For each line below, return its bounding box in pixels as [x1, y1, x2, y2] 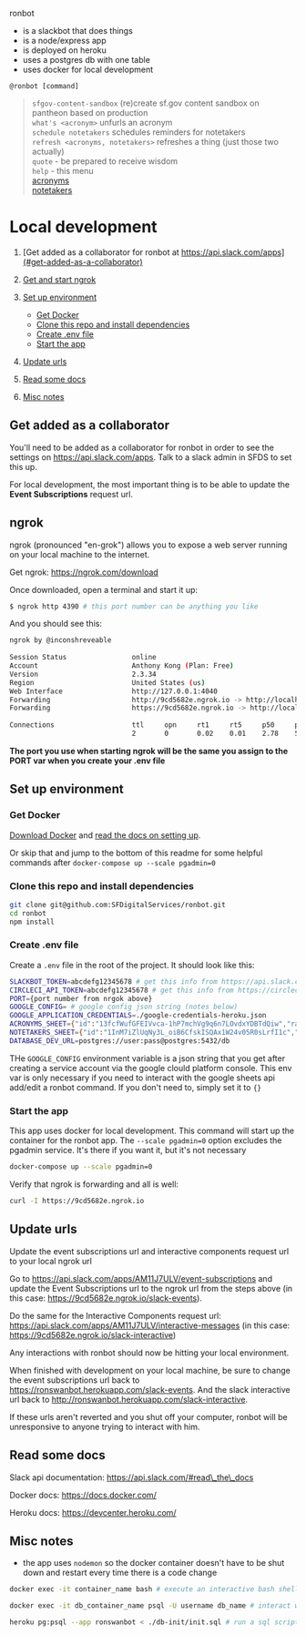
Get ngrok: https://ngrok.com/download [9, 567, 159, 578]
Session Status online [9, 653, 157, 662]
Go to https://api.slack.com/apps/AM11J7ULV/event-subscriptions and [9, 1273, 273, 1283]
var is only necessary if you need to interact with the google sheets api [9, 1072, 276, 1083]
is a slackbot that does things [22, 26, 134, 36]
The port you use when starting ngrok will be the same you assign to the [9, 745, 289, 756]
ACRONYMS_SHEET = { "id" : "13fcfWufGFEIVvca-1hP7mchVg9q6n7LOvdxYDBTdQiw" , [9, 1019, 287, 1028]
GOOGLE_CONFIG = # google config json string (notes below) [9, 1002, 239, 1012]
